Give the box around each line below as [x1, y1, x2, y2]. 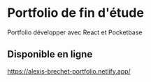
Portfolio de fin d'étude [7, 5, 145, 21]
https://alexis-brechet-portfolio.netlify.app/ [7, 67, 131, 75]
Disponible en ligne [7, 48, 93, 60]
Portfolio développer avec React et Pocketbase [7, 28, 143, 36]
